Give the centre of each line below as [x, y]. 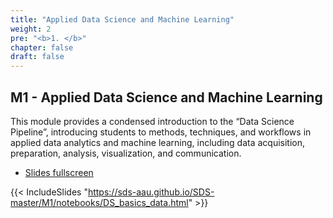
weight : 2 [31, 29]
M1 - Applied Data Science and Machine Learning [166, 97]
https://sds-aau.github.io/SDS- [151, 192]
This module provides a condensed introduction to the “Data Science [152, 121]
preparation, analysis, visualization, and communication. [126, 153]
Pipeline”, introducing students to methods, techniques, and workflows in [161, 132]
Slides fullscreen [59, 172]
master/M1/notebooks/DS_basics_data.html [99, 202]
